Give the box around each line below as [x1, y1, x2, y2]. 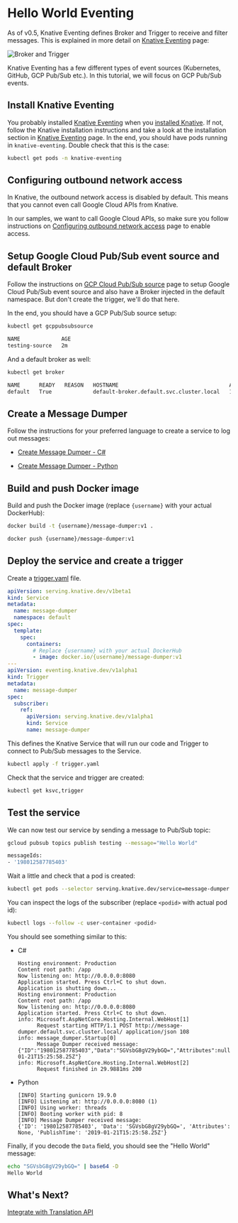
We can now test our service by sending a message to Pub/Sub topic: [7, 826, 211, 834]
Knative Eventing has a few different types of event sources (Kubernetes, [7, 63, 221, 72]
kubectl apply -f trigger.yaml [7, 760, 100, 767]
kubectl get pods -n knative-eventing [7, 154, 122, 161]
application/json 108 [125, 1028, 190, 1035]
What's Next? [7, 1189, 69, 1202]
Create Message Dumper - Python [17, 462, 118, 470]
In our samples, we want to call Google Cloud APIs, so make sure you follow [7, 215, 229, 223]
